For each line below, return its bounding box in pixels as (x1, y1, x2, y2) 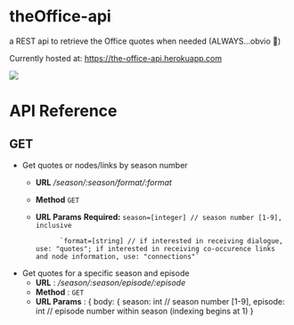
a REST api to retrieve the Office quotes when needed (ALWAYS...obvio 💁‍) (9, 36, 282, 46)
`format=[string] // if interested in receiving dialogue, (59, 236, 283, 246)
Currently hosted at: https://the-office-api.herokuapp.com (9, 53, 223, 63)
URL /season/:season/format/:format (35, 176, 172, 188)
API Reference (9, 101, 118, 121)
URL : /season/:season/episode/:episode (35, 277, 186, 288)
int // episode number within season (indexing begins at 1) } (35, 305, 254, 316)
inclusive (35, 221, 73, 230)
